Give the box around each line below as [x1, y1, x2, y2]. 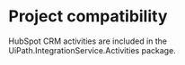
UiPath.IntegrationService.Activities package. [8, 45, 176, 55]
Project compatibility [8, 6, 168, 27]
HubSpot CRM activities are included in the [8, 36, 168, 46]
